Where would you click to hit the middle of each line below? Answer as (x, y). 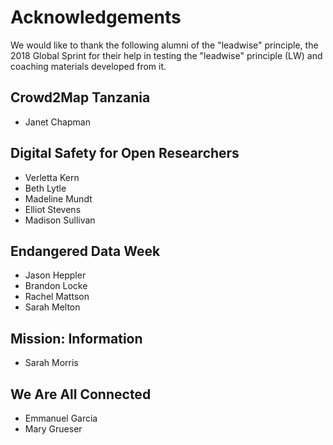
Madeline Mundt (58, 198)
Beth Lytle (45, 188)
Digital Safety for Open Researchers (125, 153)
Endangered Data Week (85, 251)
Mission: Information (76, 338)
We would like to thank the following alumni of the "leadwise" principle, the (164, 45)
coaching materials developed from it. (88, 66)
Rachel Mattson (57, 297)
